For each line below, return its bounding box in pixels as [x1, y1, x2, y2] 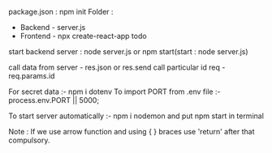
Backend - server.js [19, 23, 86, 32]
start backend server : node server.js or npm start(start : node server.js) [8, 47, 249, 56]
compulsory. [8, 135, 50, 145]
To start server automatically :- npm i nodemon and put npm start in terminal [8, 111, 264, 121]
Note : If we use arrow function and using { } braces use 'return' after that [8, 127, 255, 136]
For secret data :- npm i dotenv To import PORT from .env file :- [8, 87, 221, 96]
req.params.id [8, 71, 55, 80]
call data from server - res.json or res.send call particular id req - [8, 62, 226, 72]
